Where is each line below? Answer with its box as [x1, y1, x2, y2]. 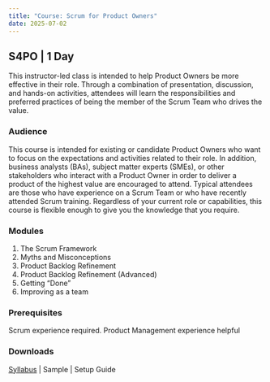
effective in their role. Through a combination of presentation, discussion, [8, 80, 254, 89]
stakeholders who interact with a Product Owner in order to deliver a [8, 170, 237, 180]
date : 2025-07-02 [8, 20, 67, 28]
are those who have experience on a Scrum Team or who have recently [8, 188, 247, 198]
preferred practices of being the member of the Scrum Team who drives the [8, 97, 263, 106]
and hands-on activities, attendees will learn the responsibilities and [8, 89, 236, 98]
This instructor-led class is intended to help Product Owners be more [8, 71, 239, 81]
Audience [8, 126, 48, 137]
